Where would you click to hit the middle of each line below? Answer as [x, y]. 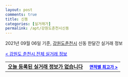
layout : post [19, 10]
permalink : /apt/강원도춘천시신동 [37, 28]
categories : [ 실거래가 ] [28, 24]
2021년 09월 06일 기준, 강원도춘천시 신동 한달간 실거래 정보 [64, 43]
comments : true [21, 14]
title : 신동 [17, 19]
